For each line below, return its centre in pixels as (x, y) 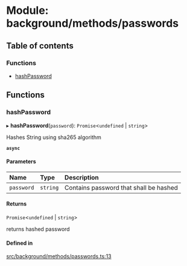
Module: (27, 11)
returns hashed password (38, 229)
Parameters (21, 161)
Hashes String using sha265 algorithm (54, 137)
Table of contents (40, 46)
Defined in (20, 243)
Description (82, 177)
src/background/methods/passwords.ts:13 (59, 256)
